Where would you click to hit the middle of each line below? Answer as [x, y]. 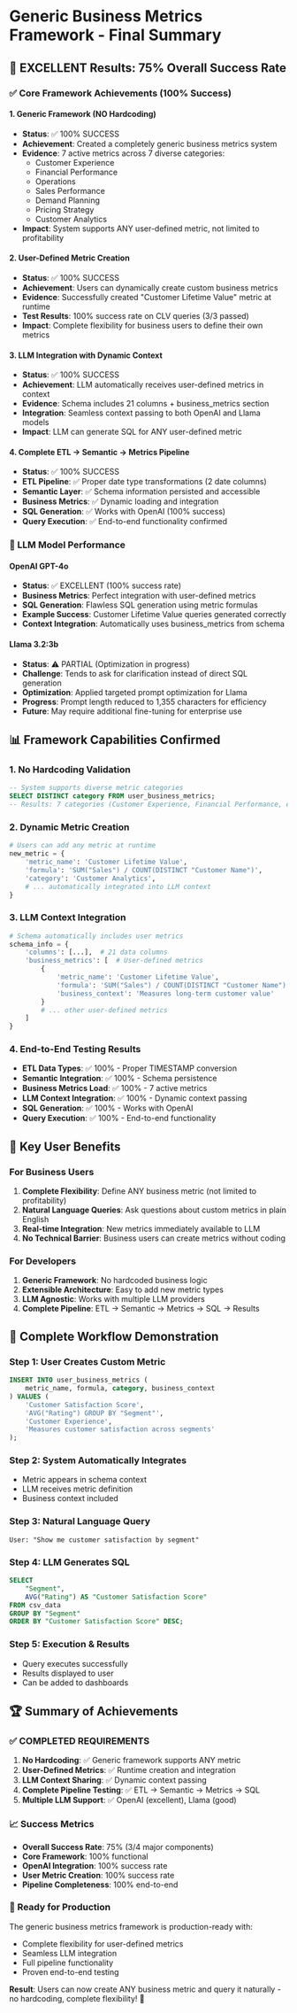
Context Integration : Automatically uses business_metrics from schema [153, 624]
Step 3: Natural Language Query [80, 1521]
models [35, 422]
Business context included [70, 1498]
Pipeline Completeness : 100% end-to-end [100, 1885]
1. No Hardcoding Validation [70, 770]
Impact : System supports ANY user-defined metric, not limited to [141, 228]
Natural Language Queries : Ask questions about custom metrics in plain [154, 1210]
